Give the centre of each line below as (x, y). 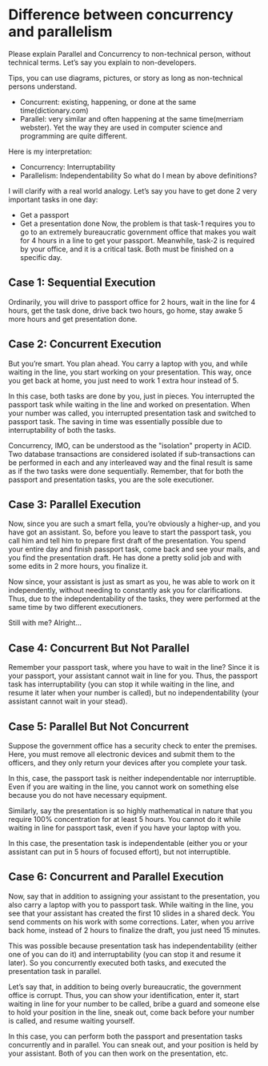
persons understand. (43, 86)
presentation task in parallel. (55, 971)
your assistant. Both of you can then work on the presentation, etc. (118, 1053)
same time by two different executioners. (76, 607)
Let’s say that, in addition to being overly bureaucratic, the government (125, 987)
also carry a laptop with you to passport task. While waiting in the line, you (131, 904)
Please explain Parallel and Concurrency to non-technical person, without (130, 54)
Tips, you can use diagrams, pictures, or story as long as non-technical (126, 78)
